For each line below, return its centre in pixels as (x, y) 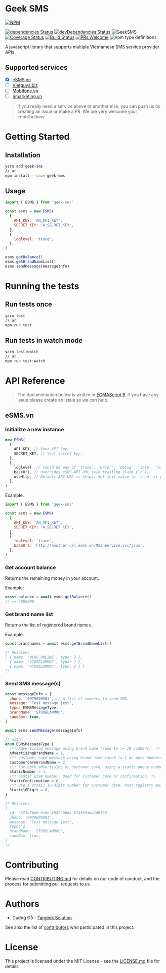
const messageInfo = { (28, 694)
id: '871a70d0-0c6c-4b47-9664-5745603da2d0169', (61, 813)
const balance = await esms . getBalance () (48, 597)
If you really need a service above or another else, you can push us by (89, 106)
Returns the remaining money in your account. (52, 578)
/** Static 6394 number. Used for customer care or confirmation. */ (83, 776)
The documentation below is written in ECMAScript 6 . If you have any (88, 395)
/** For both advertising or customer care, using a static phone (79, 767)
